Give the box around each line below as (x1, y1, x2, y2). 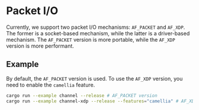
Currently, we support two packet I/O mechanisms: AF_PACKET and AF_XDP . (6, 24, 185, 31)
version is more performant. (6, 42, 74, 49)
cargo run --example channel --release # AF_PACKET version (6, 92, 158, 98)
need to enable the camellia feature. (6, 81, 95, 88)
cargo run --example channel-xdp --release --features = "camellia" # (6, 98, 179, 104)
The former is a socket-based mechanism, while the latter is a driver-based (6, 29, 190, 36)
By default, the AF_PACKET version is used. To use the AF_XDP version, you (6, 75, 183, 82)
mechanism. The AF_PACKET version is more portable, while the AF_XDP (6, 36, 176, 43)
